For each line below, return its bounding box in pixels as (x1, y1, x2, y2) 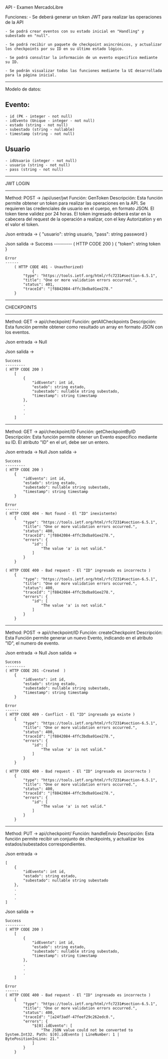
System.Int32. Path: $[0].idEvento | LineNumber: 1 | (5, 1032, 120, 1037)
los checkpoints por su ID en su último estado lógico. (5, 46, 124, 51)
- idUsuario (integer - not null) (5, 158, 77, 163)
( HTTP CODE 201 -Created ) (5, 668, 66, 673)
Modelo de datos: (5, 86, 41, 92)
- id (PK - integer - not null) (5, 113, 72, 119)
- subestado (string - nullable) (5, 127, 75, 132)
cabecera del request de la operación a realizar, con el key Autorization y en (5, 216, 162, 222)
